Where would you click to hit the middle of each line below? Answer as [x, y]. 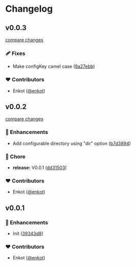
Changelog [29, 9]
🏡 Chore [15, 156]
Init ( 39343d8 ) [28, 233]
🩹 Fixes [15, 53]
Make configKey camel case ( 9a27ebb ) [54, 66]
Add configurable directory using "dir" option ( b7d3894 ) [72, 143]
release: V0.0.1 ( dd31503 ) [40, 168]
